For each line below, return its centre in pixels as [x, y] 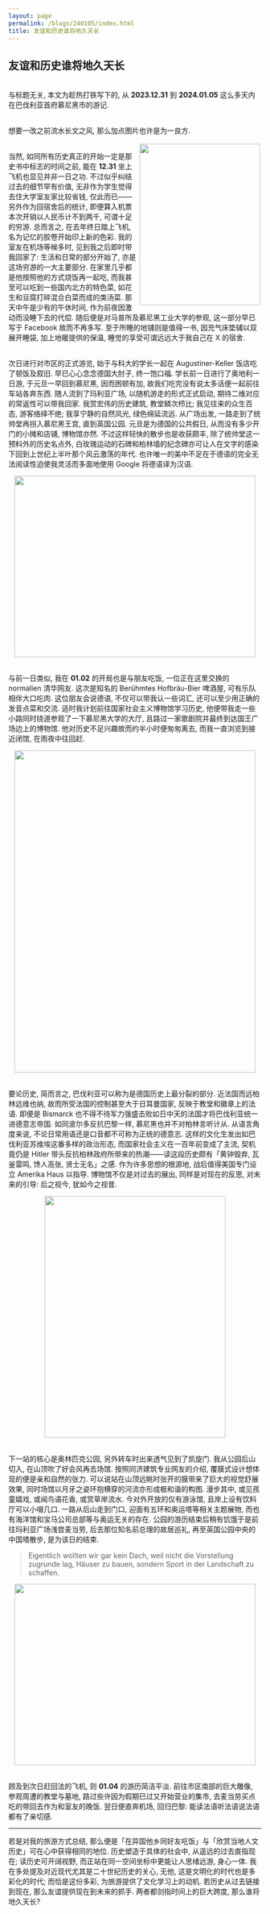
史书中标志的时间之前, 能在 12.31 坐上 [70, 167]
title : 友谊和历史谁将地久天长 [54, 31]
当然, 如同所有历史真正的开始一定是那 [70, 156]
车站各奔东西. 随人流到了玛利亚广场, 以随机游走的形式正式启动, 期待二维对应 [134, 394]
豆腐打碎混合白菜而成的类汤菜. [73, 297]
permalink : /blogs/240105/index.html [72, 23]
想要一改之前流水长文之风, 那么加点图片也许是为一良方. [100, 131]
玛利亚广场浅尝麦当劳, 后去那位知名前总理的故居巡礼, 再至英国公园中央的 [135, 1530]
